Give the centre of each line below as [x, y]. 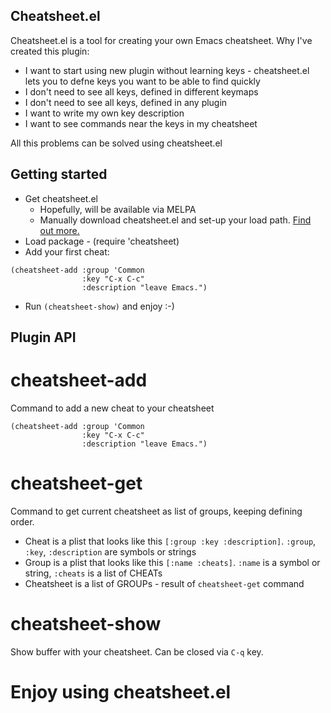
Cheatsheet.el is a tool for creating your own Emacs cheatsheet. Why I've [161, 40]
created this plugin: [50, 51]
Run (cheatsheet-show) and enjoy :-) [99, 306]
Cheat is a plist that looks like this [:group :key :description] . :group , [170, 541]
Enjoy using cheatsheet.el [121, 692]
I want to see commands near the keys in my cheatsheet [141, 123]
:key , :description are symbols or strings [110, 551]
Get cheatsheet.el [61, 198]
